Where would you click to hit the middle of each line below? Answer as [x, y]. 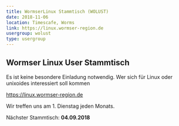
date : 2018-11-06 [27, 17]
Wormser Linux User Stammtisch [68, 63]
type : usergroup [26, 39]
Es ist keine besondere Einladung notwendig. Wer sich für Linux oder [89, 77]
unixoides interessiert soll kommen [48, 83]
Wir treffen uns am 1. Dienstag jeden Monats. [60, 106]
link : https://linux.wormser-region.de [55, 28]
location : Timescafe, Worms [40, 22]
